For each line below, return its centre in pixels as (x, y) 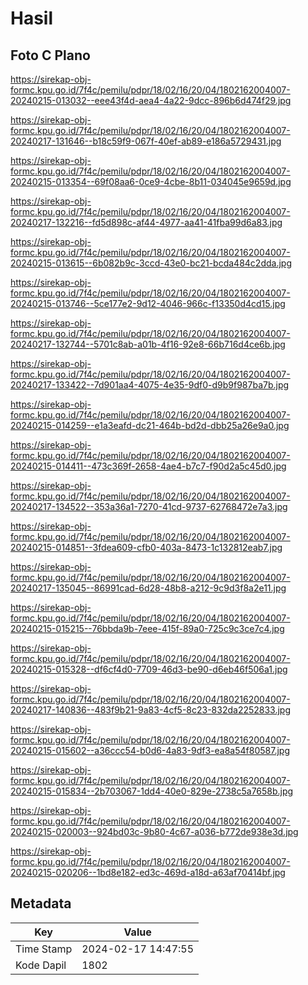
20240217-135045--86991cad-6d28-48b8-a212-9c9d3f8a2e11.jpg (148, 588)
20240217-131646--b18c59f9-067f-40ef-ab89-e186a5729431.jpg (146, 141)
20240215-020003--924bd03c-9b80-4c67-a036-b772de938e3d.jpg (154, 831)
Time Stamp (44, 949)
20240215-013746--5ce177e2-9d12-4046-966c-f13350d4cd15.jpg (148, 303)
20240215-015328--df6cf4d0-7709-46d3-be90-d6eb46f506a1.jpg (149, 669)
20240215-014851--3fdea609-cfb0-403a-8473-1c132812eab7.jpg (146, 547)
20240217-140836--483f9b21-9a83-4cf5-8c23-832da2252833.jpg (151, 710)
